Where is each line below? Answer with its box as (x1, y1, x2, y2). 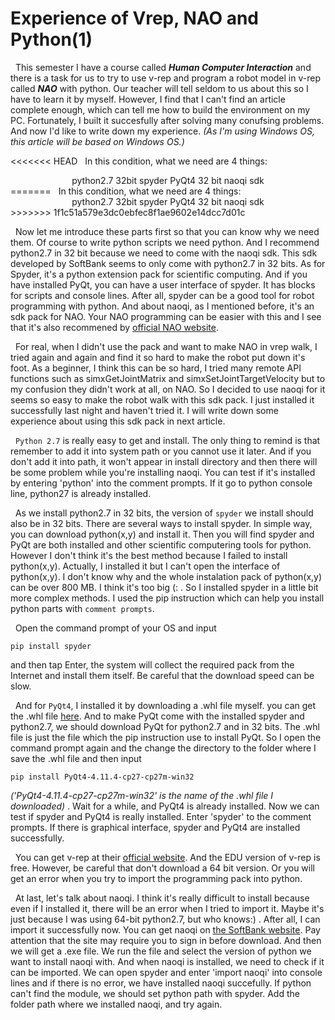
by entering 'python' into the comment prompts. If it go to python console (10, 477, 313, 489)
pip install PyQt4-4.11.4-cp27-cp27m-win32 (10, 772, 195, 782)
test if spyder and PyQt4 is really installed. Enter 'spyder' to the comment (10, 810, 312, 822)
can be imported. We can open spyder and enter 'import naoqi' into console (10, 966, 323, 978)
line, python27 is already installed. (10, 487, 152, 499)
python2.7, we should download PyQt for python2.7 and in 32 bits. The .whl (10, 720, 320, 732)
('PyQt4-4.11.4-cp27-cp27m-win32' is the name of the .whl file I (10, 789, 274, 801)
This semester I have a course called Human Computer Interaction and (14, 61, 312, 73)
